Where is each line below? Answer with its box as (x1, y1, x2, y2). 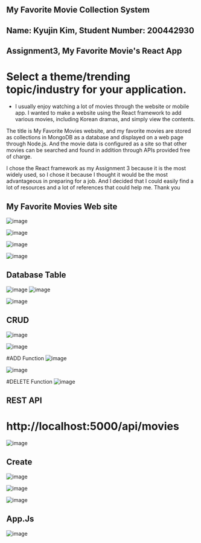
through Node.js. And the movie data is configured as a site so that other (6, 140, 187, 147)
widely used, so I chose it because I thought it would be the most (6, 171, 168, 179)
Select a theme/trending (6, 70, 131, 84)
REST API (6, 395, 42, 405)
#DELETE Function (6, 378, 53, 385)
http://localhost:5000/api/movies (6, 419, 179, 433)
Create (6, 457, 33, 467)
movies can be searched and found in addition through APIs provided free (6, 147, 190, 154)
